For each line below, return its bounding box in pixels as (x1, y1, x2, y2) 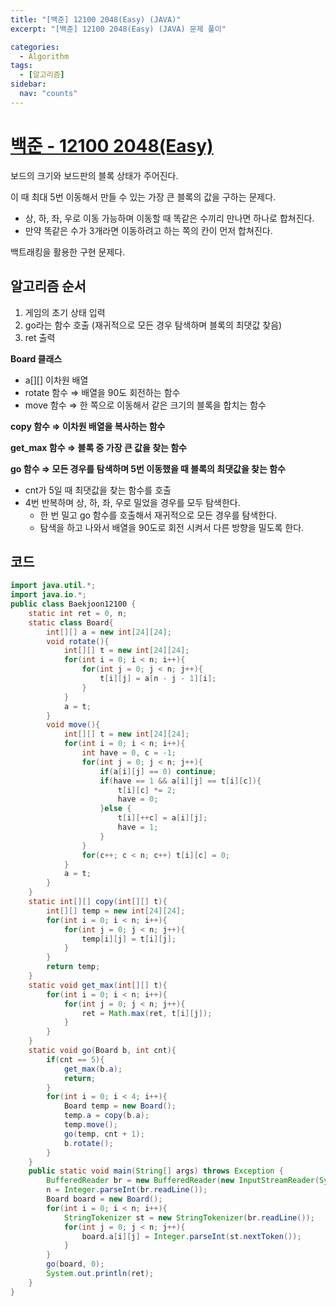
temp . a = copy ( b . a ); (63, 1111, 150, 1121)
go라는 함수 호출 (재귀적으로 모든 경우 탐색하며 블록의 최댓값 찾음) (24, 319, 283, 331)
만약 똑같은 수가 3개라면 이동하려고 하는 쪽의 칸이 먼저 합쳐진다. (24, 224, 273, 236)
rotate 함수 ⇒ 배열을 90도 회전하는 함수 (24, 386, 181, 398)
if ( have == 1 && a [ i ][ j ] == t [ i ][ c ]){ (99, 776, 262, 786)
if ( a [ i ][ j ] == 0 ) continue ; (99, 766, 217, 776)
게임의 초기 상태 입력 (24, 306, 106, 318)
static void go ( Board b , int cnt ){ (28, 1046, 177, 1056)
